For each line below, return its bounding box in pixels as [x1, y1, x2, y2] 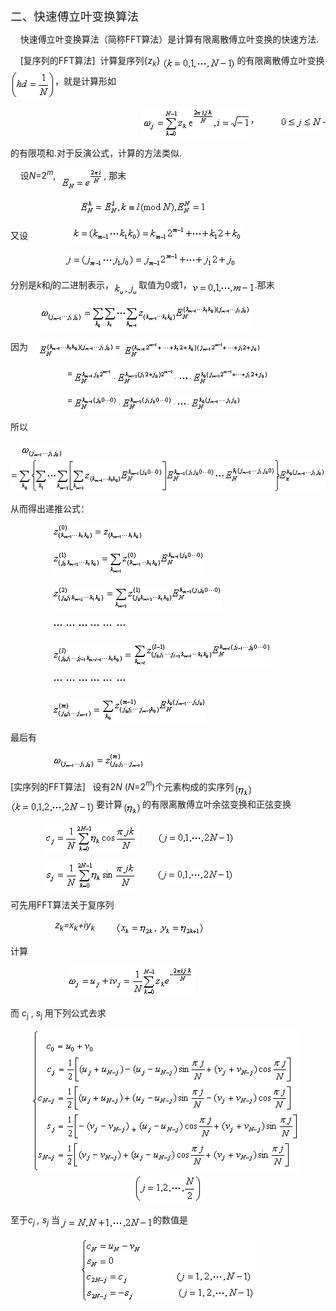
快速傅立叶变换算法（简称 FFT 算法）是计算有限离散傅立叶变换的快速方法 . [19, 33, 320, 45]
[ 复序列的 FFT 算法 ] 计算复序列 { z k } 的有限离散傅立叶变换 [19, 55, 325, 69]
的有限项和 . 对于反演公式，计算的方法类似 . [10, 147, 183, 159]
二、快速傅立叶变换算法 [10, 10, 140, 24]
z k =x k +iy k [54, 918, 95, 933]
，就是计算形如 [54, 77, 117, 87]
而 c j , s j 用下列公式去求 [10, 1007, 107, 1022]
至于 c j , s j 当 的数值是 [10, 1214, 188, 1228]
